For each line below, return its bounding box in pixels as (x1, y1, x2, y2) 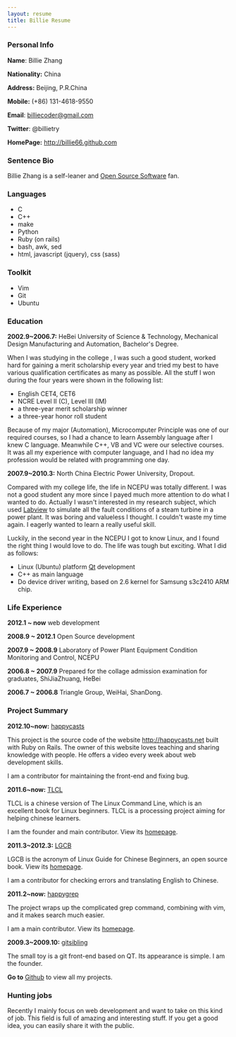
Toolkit (7, 268, 32, 278)
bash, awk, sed (17, 242, 62, 251)
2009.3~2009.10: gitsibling (7, 938, 88, 946)
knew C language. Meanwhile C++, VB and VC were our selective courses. (7, 440, 224, 449)
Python (17, 228, 39, 236)
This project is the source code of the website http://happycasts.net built (7, 735, 219, 744)
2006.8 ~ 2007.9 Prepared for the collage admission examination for (7, 667, 208, 676)
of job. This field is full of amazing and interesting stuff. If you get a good (7, 1014, 218, 1022)
